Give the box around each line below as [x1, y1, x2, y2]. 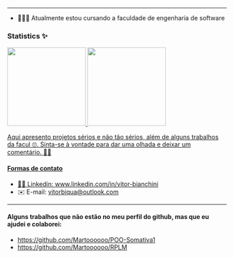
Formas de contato [7, 164, 63, 172]
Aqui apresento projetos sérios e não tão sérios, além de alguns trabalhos [7, 133, 219, 142]
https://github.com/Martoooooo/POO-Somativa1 [17, 235, 155, 244]
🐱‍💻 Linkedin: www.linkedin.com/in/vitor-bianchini [17, 179, 159, 188]
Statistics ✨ [7, 31, 48, 40]
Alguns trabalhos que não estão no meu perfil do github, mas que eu [7, 213, 210, 221]
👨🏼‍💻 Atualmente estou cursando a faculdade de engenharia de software [17, 14, 225, 22]
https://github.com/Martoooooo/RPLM [17, 243, 127, 251]
